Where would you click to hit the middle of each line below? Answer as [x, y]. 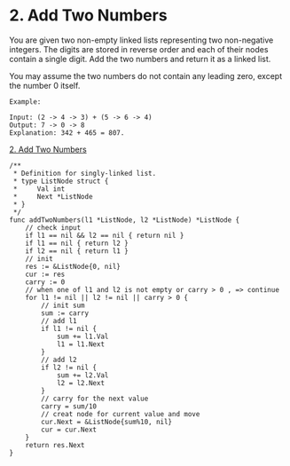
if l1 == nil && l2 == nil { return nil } [105, 235]
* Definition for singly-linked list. [85, 173]
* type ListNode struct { [61, 181]
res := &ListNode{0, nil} [73, 266]
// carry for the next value [95, 399]
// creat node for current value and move [121, 414]
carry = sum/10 [69, 406]
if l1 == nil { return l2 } [77, 243]
